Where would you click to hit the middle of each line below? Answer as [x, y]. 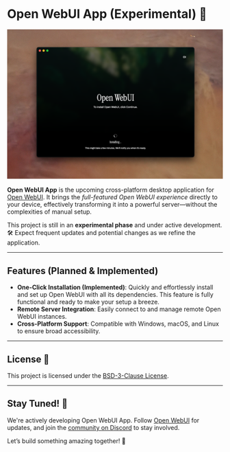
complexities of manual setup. [50, 212]
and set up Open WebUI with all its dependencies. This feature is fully [115, 295]
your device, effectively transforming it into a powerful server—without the [112, 205]
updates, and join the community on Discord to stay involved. [93, 427]
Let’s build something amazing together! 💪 [66, 441]
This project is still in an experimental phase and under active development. [115, 225]
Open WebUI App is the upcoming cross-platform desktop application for [111, 190]
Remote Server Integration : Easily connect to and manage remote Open [119, 309]
